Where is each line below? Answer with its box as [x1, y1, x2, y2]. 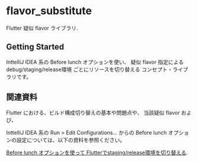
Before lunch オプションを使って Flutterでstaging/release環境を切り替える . [6, 149, 188, 156]
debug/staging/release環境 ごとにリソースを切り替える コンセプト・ [6, 66, 173, 73]
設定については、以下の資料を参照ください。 [16, 136, 125, 143]
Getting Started [6, 42, 64, 52]
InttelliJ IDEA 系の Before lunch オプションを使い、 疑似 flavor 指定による [6, 58, 184, 66]
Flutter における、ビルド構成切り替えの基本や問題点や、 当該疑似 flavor [6, 109, 180, 116]
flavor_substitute [6, 4, 92, 18]
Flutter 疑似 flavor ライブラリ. [6, 24, 78, 31]
